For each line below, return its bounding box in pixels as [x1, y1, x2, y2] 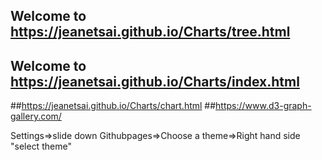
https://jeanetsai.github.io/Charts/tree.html [10, 24, 291, 41]
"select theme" [10, 140, 72, 153]
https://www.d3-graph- [215, 100, 312, 112]
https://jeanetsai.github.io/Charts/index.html [10, 73, 300, 90]
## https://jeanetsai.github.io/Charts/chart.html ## [10, 100, 217, 112]
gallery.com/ [10, 110, 62, 123]
